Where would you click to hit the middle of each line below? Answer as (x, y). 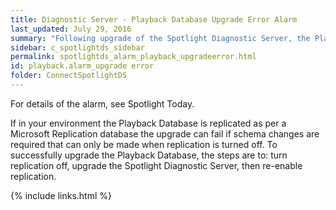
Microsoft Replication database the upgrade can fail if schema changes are (165, 133)
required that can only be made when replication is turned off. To (144, 144)
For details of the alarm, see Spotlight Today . (102, 103)
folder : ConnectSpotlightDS (69, 76)
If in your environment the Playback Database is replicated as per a (148, 123)
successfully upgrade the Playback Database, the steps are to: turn (149, 155)
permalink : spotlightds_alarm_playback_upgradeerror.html (133, 57)
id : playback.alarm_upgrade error (82, 66)
